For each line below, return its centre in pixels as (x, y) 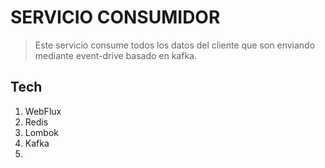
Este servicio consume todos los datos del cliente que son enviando (175, 45)
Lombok (42, 132)
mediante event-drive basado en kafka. (115, 55)
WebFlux (43, 111)
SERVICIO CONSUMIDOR (115, 17)
